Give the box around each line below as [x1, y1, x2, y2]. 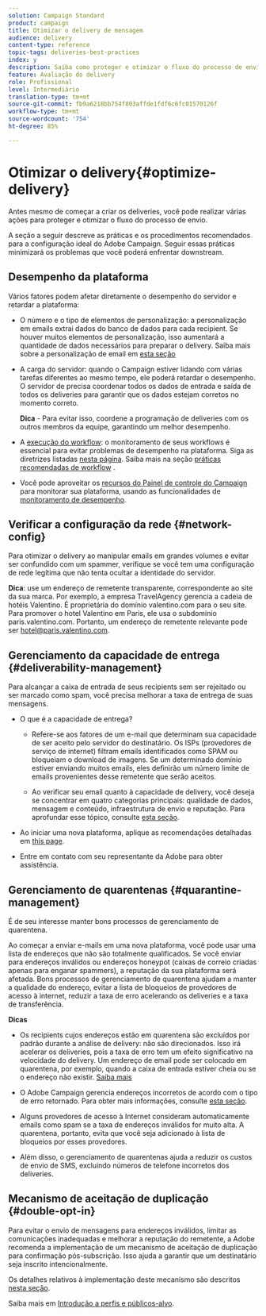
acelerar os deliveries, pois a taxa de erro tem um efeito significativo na [19, 1047, 253, 1056]
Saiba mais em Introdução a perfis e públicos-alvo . [8, 1299, 174, 1308]
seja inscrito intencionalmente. [8, 1259, 108, 1268]
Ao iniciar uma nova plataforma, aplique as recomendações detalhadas [19, 828, 252, 837]
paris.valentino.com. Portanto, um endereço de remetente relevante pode [8, 617, 248, 627]
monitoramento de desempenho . [19, 494, 127, 504]
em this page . [19, 837, 65, 846]
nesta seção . [8, 1283, 51, 1292]
